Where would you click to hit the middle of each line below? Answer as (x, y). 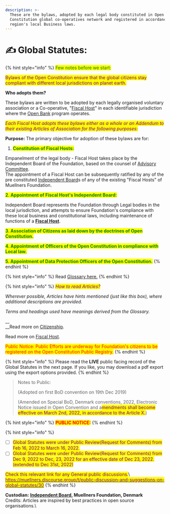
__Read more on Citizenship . (35, 327)
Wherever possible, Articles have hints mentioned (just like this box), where (84, 296)
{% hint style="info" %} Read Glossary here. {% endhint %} (68, 277)
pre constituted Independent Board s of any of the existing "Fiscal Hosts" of (84, 180)
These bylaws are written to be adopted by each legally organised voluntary (84, 103)
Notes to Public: (34, 382)
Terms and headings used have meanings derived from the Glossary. (78, 312)
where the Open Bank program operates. (48, 114)
